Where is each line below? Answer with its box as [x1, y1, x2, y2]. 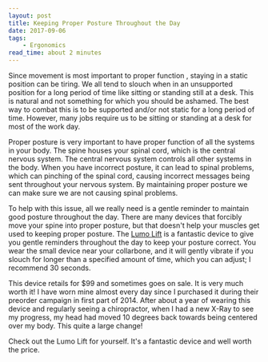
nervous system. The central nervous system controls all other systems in [8, 154, 252, 164]
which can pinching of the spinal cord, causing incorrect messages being [8, 171, 250, 181]
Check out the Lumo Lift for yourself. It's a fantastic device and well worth [8, 336, 252, 346]
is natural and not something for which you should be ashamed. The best [8, 97, 250, 105]
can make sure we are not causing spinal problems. [8, 189, 178, 197]
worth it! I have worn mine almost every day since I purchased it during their [8, 287, 259, 296]
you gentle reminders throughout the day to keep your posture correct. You [8, 237, 256, 247]
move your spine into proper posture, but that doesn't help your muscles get [8, 221, 260, 230]
